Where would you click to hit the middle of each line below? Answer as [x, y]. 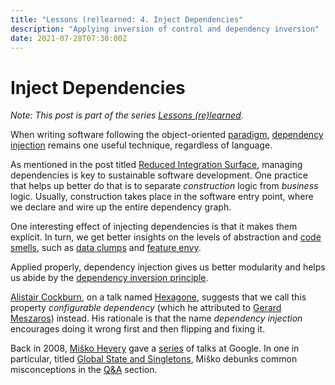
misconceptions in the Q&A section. [84, 370]
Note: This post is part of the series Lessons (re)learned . [127, 115]
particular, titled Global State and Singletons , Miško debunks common [154, 359]
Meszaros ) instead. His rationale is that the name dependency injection [156, 318]
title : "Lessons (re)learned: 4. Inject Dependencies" [127, 19]
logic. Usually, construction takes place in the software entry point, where [162, 197]
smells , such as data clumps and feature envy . [106, 248]
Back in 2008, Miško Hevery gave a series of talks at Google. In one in [155, 348]
